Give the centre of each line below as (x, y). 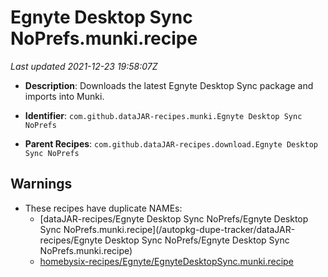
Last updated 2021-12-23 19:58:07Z (84, 66)
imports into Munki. (64, 96)
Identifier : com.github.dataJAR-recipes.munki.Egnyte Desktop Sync (163, 115)
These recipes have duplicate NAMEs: (103, 208)
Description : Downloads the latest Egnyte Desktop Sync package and (169, 85)
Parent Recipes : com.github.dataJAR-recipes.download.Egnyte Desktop (171, 143)
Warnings (41, 184)
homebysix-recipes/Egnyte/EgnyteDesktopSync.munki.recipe (166, 261)
